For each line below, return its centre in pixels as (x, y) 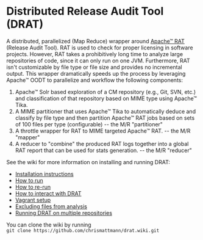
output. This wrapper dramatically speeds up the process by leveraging (96, 73)
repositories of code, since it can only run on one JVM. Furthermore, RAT (98, 60)
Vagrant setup (33, 200)
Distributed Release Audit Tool (85, 11)
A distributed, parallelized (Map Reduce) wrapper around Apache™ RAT (95, 41)
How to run (29, 180)
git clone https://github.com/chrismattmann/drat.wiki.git (83, 230)
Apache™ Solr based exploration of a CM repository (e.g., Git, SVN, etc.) (105, 92)
